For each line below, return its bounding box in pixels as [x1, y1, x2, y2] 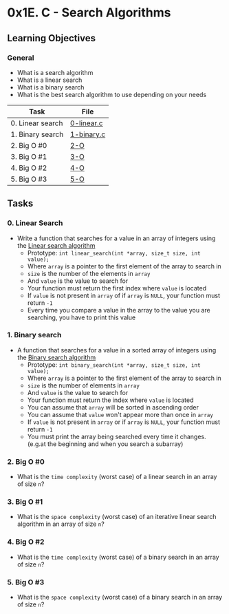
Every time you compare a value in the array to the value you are [27, 306, 211, 314]
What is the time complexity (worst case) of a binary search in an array [17, 553, 219, 561]
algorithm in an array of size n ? [17, 520, 105, 528]
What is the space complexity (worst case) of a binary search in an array [17, 593, 223, 602]
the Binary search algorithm [17, 353, 96, 361]
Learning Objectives [7, 32, 96, 44]
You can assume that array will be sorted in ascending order [27, 403, 199, 411]
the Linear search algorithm [17, 241, 96, 249]
